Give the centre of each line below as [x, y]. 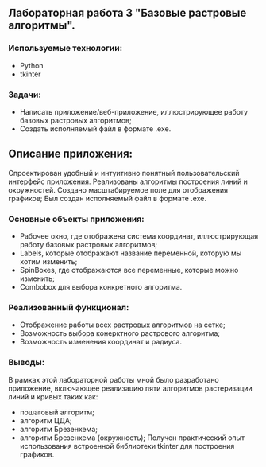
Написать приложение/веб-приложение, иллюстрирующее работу [134, 111]
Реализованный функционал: [69, 308]
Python [31, 65]
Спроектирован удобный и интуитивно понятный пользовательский [124, 173]
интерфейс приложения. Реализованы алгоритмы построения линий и [128, 181]
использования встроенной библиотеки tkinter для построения [127, 446]
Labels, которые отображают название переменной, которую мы [131, 253]
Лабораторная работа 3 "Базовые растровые [127, 13]
